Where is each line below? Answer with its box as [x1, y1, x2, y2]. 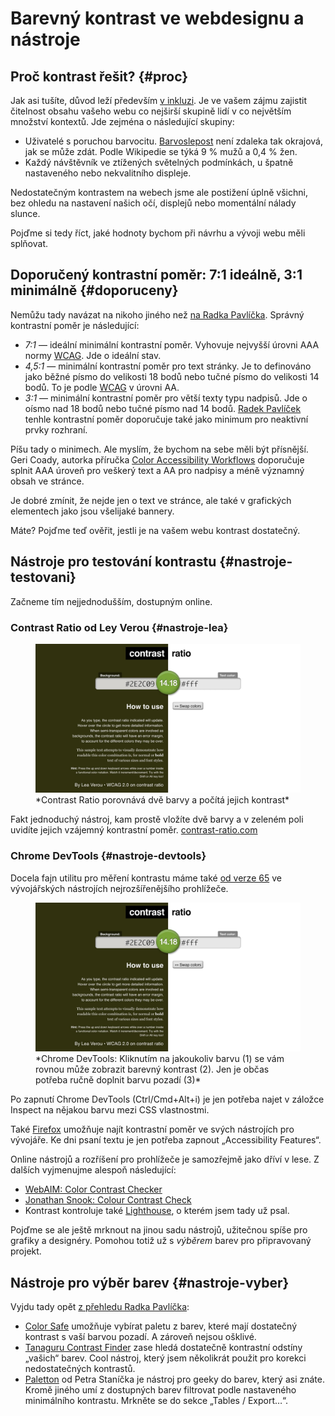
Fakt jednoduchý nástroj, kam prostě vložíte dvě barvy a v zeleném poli [10, 813, 304, 826]
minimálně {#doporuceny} [10, 282, 179, 299]
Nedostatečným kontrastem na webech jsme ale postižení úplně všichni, [10, 187, 308, 198]
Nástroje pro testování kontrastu [10, 553, 217, 571]
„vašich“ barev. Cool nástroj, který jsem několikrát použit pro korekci [24, 1352, 307, 1364]
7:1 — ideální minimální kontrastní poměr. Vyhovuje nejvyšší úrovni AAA [24, 338, 320, 351]
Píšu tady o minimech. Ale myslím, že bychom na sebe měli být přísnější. [10, 443, 309, 455]
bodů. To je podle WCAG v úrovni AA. [24, 381, 180, 393]
